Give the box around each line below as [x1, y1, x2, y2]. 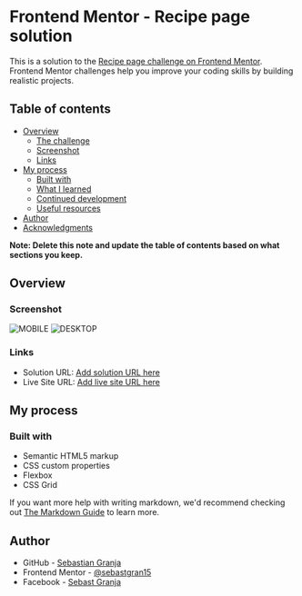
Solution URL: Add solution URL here [22, 366, 161, 378]
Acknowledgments [22, 222, 94, 233]
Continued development [35, 193, 127, 204]
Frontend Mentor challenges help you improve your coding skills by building [9, 65, 294, 76]
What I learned [35, 184, 92, 194]
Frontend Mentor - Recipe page [9, 6, 250, 27]
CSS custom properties [22, 461, 111, 472]
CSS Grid [22, 480, 57, 491]
